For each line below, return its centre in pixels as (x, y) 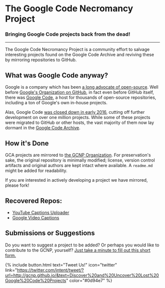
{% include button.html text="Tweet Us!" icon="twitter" (61, 264)
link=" (11, 270)
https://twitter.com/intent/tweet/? (51, 270)
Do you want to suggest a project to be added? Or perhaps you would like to (82, 245)
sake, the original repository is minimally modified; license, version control (80, 160)
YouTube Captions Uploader (41, 212)
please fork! (17, 185)
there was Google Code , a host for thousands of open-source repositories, (81, 97)
